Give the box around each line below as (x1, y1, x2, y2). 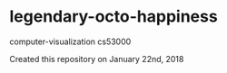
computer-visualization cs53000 (9, 36, 132, 47)
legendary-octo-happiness (9, 6, 218, 27)
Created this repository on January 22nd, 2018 (9, 53, 184, 64)
